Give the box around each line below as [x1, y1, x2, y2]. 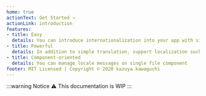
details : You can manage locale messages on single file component [12, 60, 188, 66]
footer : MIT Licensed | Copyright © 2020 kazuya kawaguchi [6, 65, 161, 72]
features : [6, 26, 32, 32]
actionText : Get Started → [6, 15, 75, 21]
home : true [6, 9, 34, 15]
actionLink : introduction [6, 20, 72, 26]
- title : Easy [6, 32, 43, 38]
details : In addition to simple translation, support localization [12, 49, 188, 55]
